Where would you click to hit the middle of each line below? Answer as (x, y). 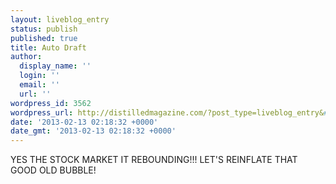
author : (26, 57)
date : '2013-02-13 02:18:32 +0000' (84, 122)
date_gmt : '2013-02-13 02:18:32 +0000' (93, 131)
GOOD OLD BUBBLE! (53, 170)
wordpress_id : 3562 (51, 103)
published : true (44, 38)
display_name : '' (55, 66)
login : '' (39, 76)
